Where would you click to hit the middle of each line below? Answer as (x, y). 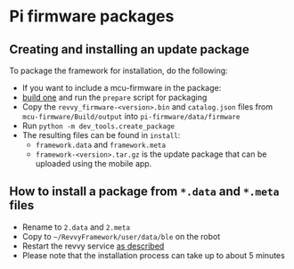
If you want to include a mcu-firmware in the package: (122, 88)
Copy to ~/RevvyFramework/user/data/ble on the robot (121, 236)
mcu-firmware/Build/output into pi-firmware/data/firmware (131, 116)
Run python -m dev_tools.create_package (98, 126)
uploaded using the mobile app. (94, 163)
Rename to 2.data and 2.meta (76, 227)
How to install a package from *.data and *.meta (144, 192)
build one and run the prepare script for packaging (114, 97)
